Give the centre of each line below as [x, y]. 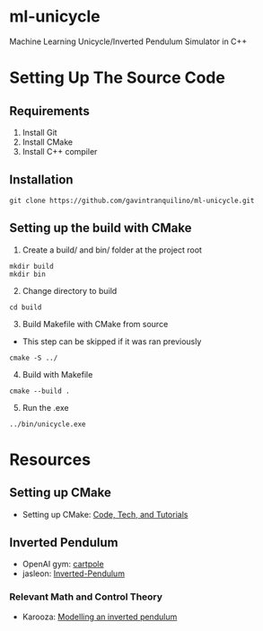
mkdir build [31, 266]
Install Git [39, 132]
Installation [41, 180]
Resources [50, 459]
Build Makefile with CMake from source [95, 324]
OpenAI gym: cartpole [63, 564]
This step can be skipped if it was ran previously [112, 341]
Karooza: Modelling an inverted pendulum [100, 617]
